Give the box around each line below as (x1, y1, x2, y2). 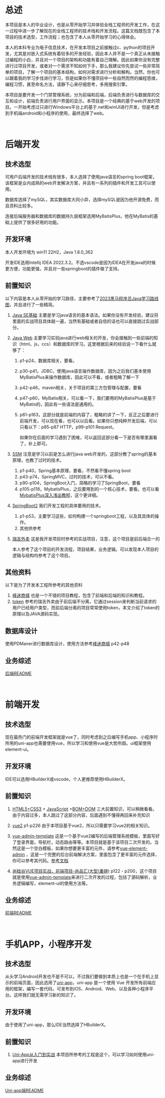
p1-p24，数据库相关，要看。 (19, 357, 77, 363)
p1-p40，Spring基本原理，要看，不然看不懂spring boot (19, 468, 131, 474)
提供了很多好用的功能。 (13, 219, 61, 225)
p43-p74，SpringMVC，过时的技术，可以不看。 (19, 474, 117, 479)
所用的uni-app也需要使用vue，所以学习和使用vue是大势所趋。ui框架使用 (5, 741, 151, 746)
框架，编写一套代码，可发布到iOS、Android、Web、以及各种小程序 (13, 986, 149, 992)
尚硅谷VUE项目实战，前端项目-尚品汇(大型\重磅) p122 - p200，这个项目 (12, 868, 157, 874)
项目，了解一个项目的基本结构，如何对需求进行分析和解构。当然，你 (13, 69, 151, 75)
